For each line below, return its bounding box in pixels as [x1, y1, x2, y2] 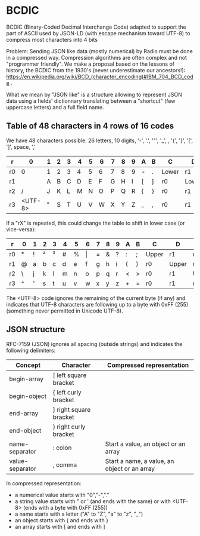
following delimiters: [6, 347, 56, 354]
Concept [15, 361, 40, 369]
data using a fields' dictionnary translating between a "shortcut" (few [6, 97, 176, 105]
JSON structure [6, 324, 65, 335]
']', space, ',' [6, 143, 36, 150]
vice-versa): [6, 225, 36, 233]
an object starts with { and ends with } [14, 516, 109, 523]
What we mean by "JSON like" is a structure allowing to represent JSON [6, 91, 183, 98]
